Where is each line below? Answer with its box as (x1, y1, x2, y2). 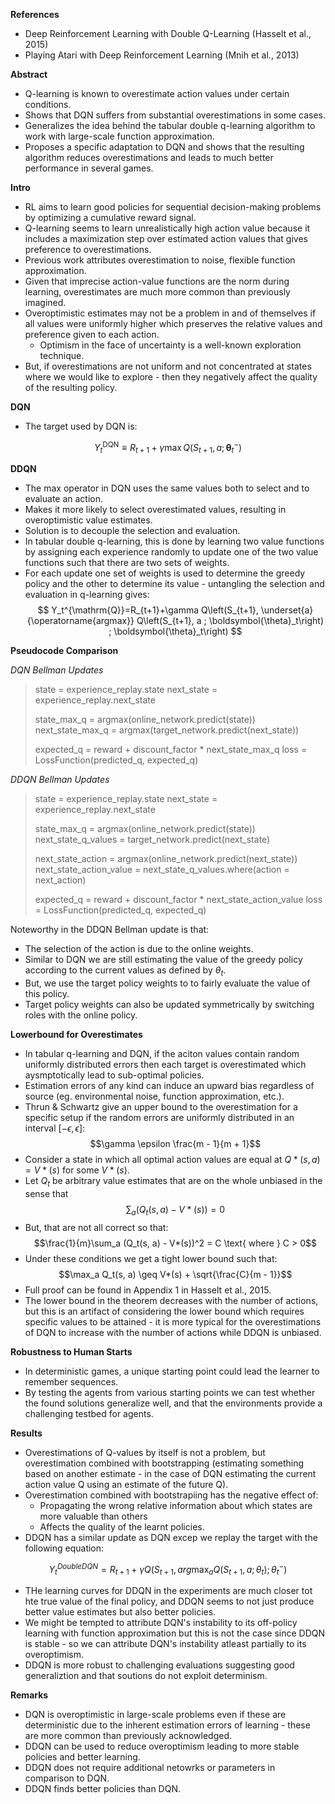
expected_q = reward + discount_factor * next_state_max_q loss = (34, 744, 308, 756)
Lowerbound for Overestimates (10, 1029, 143, 1041)
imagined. (24, 297, 67, 308)
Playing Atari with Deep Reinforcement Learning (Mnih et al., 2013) (24, 49, 300, 61)
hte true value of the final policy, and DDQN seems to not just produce (24, 1595, 315, 1608)
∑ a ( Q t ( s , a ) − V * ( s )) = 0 (125, 1204, 226, 1218)
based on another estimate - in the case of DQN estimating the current (24, 1467, 317, 1479)
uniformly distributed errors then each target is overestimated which (24, 1059, 307, 1071)
